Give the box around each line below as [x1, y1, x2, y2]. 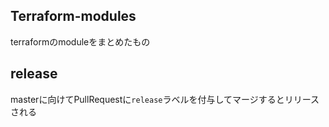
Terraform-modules [10, 8, 137, 25]
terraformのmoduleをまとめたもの [10, 35, 151, 48]
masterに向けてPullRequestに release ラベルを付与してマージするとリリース [10, 93, 320, 105]
